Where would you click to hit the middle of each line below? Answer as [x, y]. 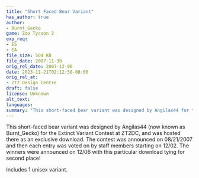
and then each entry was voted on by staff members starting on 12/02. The [98, 146]
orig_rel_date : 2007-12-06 [39, 66]
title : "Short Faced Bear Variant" [50, 11]
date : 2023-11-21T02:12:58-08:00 [47, 72]
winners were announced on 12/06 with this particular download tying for [96, 152]
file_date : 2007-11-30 [34, 61]
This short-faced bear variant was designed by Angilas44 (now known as [96, 127]
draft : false [22, 88]
